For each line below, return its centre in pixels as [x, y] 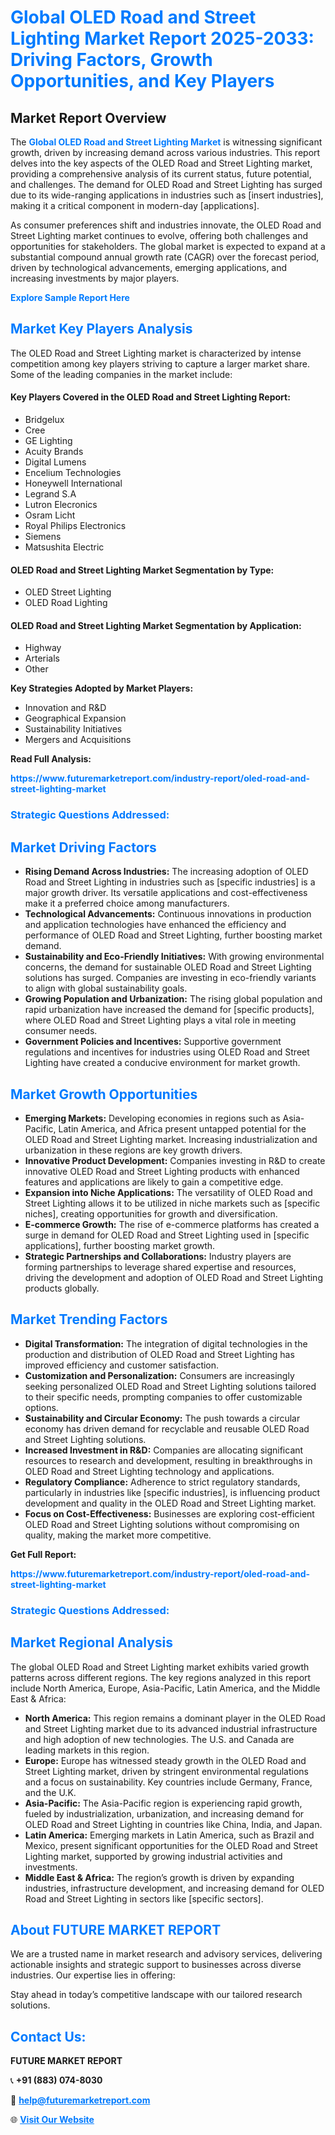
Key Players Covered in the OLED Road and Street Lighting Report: [150, 397]
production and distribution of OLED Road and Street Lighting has [159, 1354]
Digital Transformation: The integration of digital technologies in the [166, 1343]
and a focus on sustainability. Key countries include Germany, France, [168, 1782]
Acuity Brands [54, 452]
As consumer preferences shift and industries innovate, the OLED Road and [166, 225]
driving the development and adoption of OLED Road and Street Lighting [173, 1277]
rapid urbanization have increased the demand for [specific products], [169, 1010]
